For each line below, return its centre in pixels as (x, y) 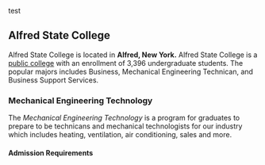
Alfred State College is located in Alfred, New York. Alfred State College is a (133, 55)
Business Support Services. (54, 80)
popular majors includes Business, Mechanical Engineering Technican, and (131, 71)
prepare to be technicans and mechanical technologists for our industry (125, 126)
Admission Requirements (51, 152)
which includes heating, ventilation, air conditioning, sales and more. (120, 135)
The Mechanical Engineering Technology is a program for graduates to (124, 118)
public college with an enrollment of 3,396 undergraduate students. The (126, 63)
